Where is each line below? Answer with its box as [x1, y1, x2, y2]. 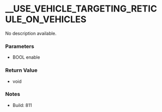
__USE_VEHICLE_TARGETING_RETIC [5, 3, 157, 15]
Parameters [5, 43, 34, 50]
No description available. [5, 30, 57, 36]
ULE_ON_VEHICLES [5, 14, 87, 25]
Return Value [5, 67, 38, 74]
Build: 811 [12, 102, 32, 108]
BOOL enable [12, 54, 40, 60]
